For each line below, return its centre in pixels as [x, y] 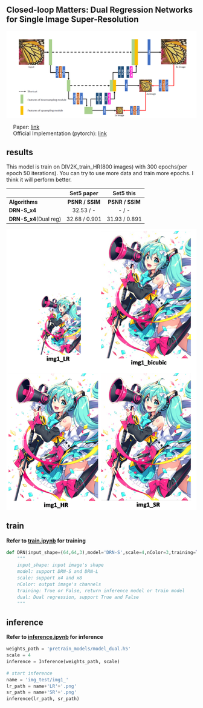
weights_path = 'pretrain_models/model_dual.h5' [69, 649]
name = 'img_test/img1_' [37, 680]
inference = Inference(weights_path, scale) [63, 661]
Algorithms [23, 202]
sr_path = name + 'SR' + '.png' [42, 693]
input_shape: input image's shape [60, 565]
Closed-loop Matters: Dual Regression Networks [100, 10]
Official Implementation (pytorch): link [60, 133]
